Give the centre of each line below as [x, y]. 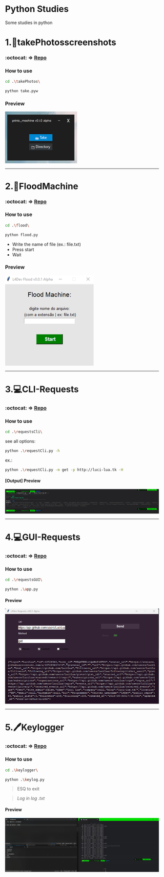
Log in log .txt [31, 798]
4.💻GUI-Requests [43, 537]
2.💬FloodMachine [42, 186]
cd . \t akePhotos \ [23, 82]
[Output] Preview [23, 481]
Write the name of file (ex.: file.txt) [47, 244]
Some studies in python [29, 23]
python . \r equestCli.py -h [32, 451]
